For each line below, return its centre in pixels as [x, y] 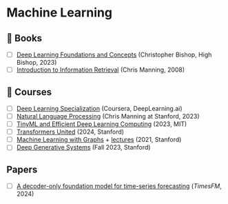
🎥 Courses [29, 92]
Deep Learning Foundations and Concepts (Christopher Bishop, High [114, 54]
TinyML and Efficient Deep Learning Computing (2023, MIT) [102, 124]
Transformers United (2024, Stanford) [70, 132]
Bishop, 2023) [37, 63]
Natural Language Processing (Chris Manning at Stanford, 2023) [108, 116]
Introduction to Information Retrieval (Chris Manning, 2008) [101, 70]
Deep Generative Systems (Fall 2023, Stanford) [83, 147]
